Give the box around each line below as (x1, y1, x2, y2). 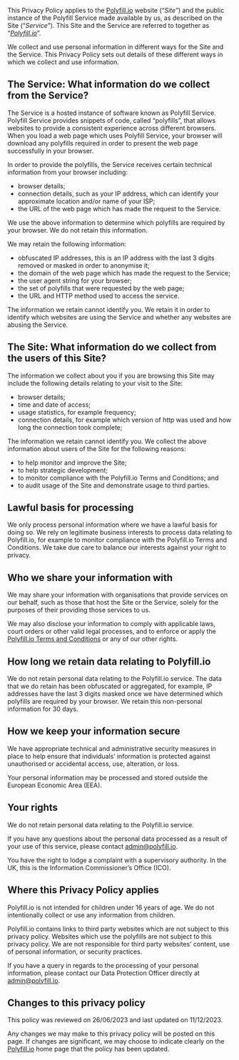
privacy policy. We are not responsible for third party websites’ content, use (7, 939, 230, 948)
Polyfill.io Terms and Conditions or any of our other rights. (7, 635, 178, 643)
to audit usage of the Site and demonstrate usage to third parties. (17, 481, 210, 490)
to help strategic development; (17, 465, 108, 474)
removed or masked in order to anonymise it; (17, 261, 150, 270)
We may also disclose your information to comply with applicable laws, (7, 620, 215, 628)
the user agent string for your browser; (17, 276, 132, 285)
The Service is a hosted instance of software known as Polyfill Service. (7, 108, 216, 117)
